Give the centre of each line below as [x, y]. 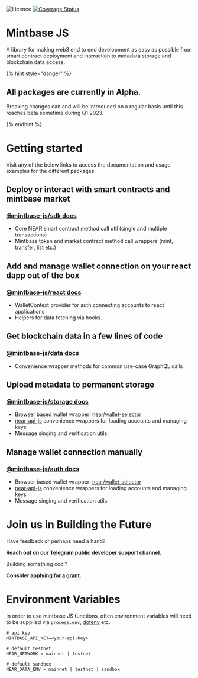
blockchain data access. [36, 62]
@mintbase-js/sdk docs [41, 215]
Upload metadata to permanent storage [80, 385]
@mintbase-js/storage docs [47, 402]
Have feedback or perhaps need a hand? [56, 541]
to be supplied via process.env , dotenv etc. [58, 622]
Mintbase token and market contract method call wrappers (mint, [94, 241]
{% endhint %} [24, 124]
